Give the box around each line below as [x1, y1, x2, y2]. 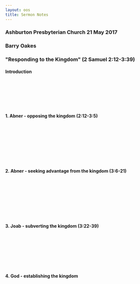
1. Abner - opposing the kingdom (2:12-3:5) [5, 113, 98, 119]
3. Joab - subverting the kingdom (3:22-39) [5, 223, 99, 229]
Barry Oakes [5, 43, 36, 50]
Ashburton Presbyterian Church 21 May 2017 [5, 29, 118, 36]
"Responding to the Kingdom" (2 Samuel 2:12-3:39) [5, 56, 135, 63]
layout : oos [5, 7, 30, 13]
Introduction [5, 68, 32, 74]
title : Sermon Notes [5, 12, 49, 17]
